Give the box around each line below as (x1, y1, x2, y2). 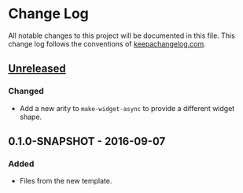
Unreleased (8, 62, 67, 76)
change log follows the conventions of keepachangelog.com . (8, 39, 206, 48)
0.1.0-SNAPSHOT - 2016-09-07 (8, 135, 166, 148)
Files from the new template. (19, 176, 112, 186)
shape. (19, 112, 42, 121)
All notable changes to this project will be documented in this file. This (8, 31, 236, 40)
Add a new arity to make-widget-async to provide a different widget (19, 103, 235, 113)
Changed (8, 86, 45, 97)
